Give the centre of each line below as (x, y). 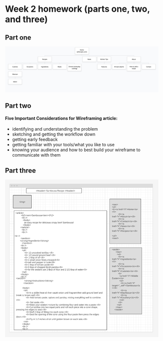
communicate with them (36, 155)
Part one (18, 37)
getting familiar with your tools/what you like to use (63, 145)
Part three (21, 170)
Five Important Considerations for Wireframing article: (61, 118)
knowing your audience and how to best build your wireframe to (76, 150)
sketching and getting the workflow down (54, 134)
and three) (26, 19)
